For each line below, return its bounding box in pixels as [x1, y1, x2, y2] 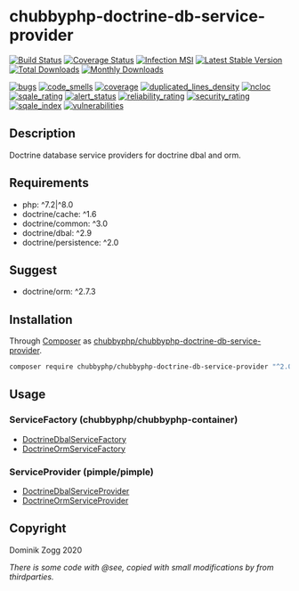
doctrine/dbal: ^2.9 [21, 227, 92, 238]
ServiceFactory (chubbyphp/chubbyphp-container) [9, 414, 238, 426]
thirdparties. [9, 571, 55, 582]
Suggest [9, 263, 58, 278]
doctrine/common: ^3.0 [21, 218, 109, 229]
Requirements [9, 175, 89, 190]
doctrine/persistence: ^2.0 [21, 237, 119, 247]
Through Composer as [9, 336, 92, 346]
